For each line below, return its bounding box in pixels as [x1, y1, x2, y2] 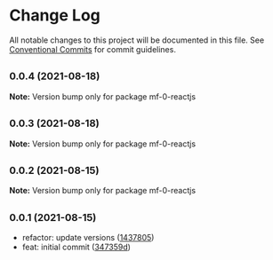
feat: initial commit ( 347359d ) [21, 241, 132, 253]
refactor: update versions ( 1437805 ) [21, 232, 155, 243]
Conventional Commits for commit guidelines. [9, 43, 176, 54]
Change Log [9, 5, 100, 26]
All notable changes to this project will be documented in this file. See [9, 35, 265, 45]
